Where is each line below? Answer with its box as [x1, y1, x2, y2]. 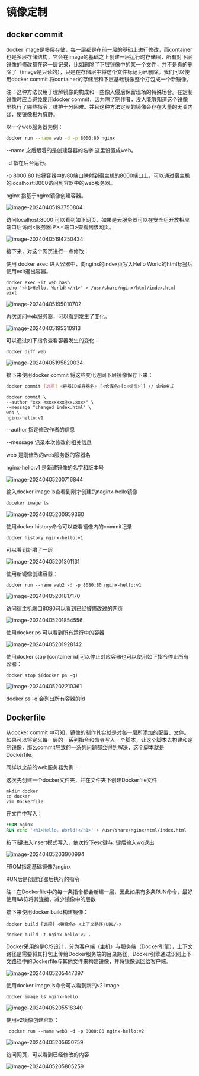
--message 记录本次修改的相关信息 [6, 438, 92, 446]
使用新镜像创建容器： [6, 570, 58, 577]
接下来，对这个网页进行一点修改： [6, 247, 89, 254]
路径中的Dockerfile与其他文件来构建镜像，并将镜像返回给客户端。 [11, 958, 172, 965]
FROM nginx [6, 822, 33, 828]
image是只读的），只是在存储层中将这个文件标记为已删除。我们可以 [21, 68, 185, 75]
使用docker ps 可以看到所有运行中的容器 [6, 628, 105, 636]
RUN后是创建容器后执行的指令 [6, 876, 80, 883]
